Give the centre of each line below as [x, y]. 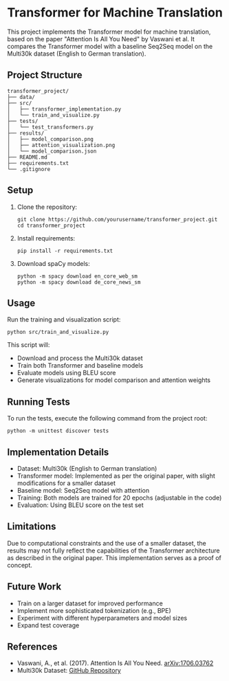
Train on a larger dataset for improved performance [90, 603]
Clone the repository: [47, 207]
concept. [20, 565]
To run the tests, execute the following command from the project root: [107, 418]
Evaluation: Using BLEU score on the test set [80, 505]
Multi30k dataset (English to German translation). [77, 54]
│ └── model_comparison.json [52, 151]
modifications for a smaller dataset [66, 483]
